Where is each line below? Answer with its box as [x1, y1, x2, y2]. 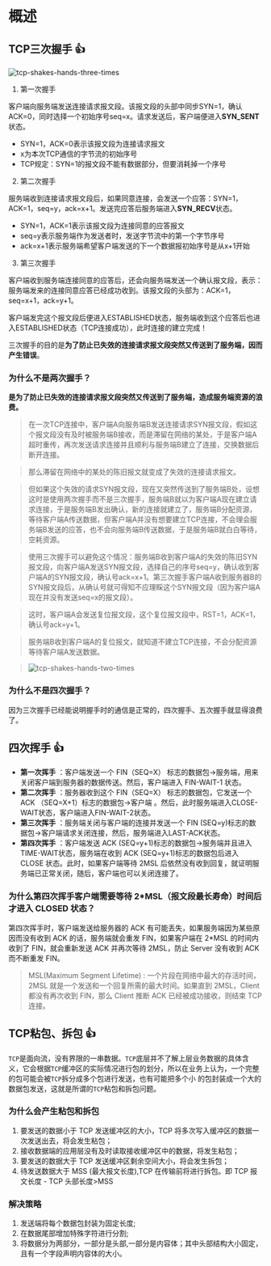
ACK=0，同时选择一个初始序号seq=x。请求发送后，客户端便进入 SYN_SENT [8, 112, 260, 121]
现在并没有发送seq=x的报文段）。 [27, 592, 138, 603]
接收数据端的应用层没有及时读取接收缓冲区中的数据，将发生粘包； [19, 1145, 240, 1155]
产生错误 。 [8, 350, 44, 360]
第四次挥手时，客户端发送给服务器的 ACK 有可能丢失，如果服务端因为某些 [8, 923, 253, 933]
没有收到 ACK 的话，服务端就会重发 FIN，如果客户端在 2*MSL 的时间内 [22, 933, 260, 942]
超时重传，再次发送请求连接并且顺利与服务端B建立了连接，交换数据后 [27, 440, 260, 450]
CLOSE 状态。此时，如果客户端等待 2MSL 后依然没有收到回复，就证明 [19, 858, 252, 868]
